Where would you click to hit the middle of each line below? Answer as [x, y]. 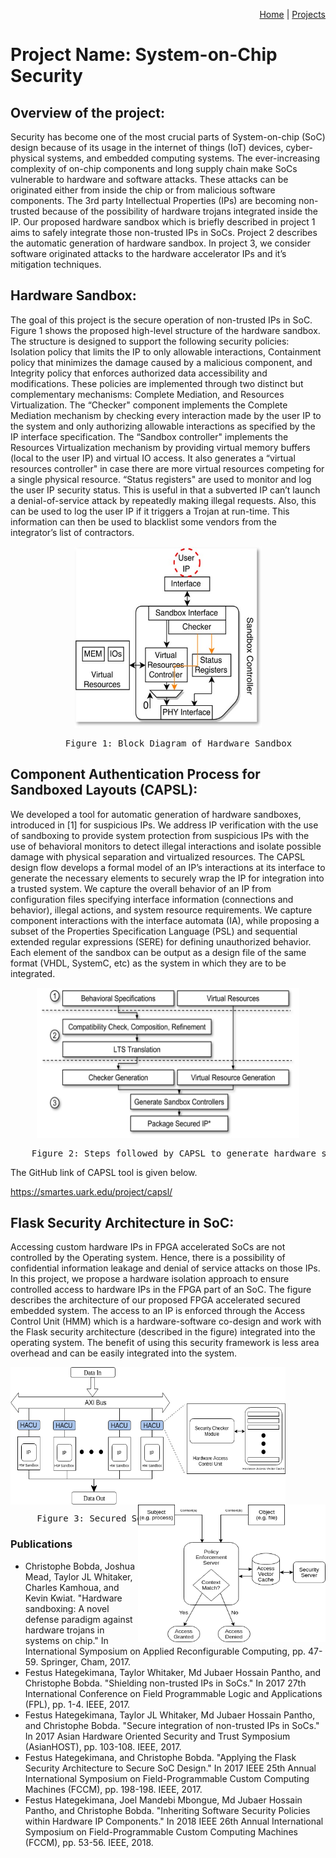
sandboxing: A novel [67, 1608]
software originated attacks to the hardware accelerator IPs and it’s [148, 253]
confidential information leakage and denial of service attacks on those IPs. [165, 1268]
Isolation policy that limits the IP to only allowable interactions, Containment [166, 351]
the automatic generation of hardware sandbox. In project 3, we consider [161, 243]
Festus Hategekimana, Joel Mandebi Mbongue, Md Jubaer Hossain [163, 1800]
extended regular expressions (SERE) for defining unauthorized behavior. [161, 941]
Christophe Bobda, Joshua [80, 1566]
